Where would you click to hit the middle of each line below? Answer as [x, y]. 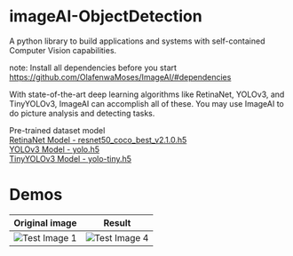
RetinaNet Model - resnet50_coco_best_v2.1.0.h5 [98, 140]
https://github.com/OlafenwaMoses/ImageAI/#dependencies [120, 76]
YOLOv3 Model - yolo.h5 [55, 149]
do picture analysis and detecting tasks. [82, 113]
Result [117, 222]
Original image [45, 222]
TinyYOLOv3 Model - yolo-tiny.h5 [70, 158]
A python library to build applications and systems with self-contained [137, 41]
